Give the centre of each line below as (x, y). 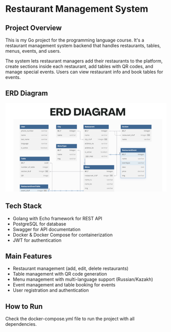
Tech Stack (24, 206)
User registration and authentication (51, 291)
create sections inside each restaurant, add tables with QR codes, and (79, 66)
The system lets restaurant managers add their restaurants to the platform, (84, 61)
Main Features (29, 256)
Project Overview (34, 28)
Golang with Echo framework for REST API (57, 218)
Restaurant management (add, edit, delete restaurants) (71, 268)
